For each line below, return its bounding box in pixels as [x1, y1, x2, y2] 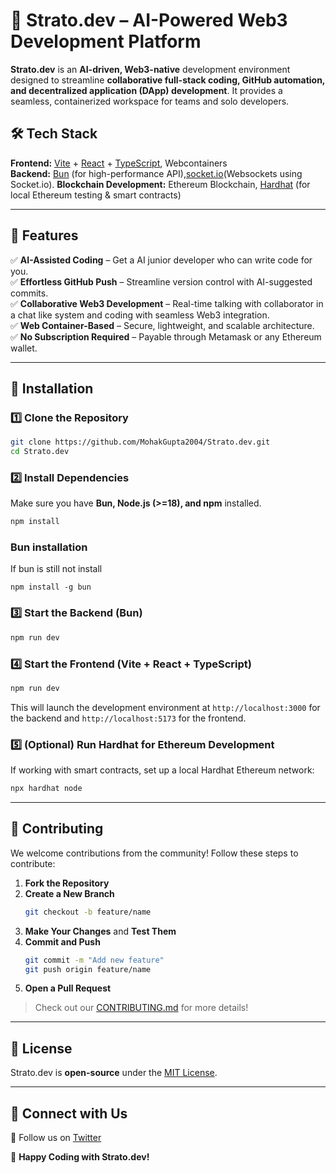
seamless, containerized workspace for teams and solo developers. [10, 95, 290, 107]
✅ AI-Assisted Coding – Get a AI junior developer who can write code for [10, 254, 313, 266]
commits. [10, 287, 49, 299]
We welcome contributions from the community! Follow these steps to [10, 847, 299, 859]
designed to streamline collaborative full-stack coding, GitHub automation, [10, 74, 326, 86]
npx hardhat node [10, 784, 83, 794]
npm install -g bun [10, 582, 92, 593]
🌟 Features [10, 227, 79, 244]
